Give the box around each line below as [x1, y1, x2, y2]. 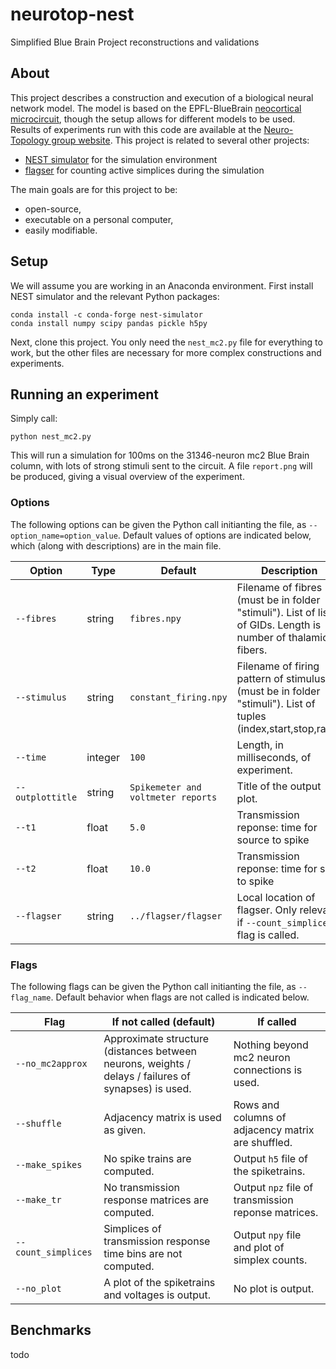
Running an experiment [10, 386, 160, 403]
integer [86, 750, 121, 764]
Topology [10, 134, 50, 146]
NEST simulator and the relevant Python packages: [10, 290, 220, 302]
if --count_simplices [236, 915, 333, 929]
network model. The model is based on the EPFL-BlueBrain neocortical [10, 102, 302, 114]
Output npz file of [233, 1180, 314, 1194]
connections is [233, 1063, 303, 1077]
